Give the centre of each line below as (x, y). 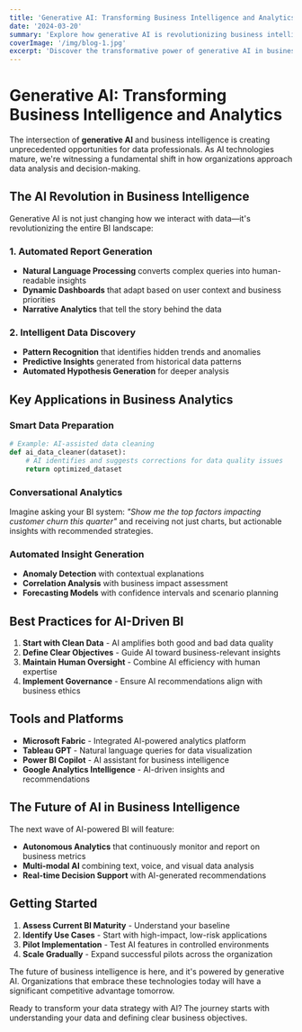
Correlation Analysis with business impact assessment (125, 584)
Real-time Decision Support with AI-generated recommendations (144, 875)
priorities (39, 300)
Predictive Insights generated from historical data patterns (132, 362)
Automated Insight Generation (77, 554)
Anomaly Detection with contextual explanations (113, 574)
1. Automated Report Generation (81, 251)
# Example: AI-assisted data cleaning (82, 444)
